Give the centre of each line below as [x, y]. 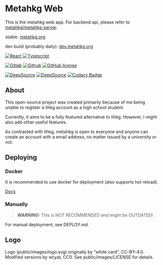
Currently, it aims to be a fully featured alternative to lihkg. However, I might [81, 117]
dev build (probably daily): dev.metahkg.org [49, 46]
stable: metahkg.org [25, 37]
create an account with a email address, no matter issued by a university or [81, 137]
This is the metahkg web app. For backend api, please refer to [68, 22]
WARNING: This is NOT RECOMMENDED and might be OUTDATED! [85, 215]
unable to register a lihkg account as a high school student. [65, 107]
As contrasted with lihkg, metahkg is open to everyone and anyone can [77, 132]
